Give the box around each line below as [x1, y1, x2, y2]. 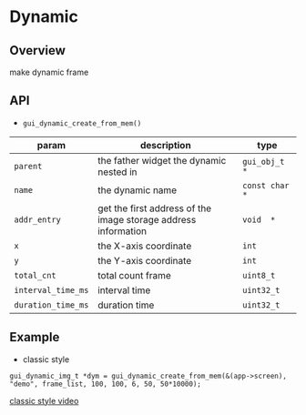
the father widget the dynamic [97, 154, 227, 167]
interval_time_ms [14, 285, 89, 295]
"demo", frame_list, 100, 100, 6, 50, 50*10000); [9, 380, 202, 389]
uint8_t [242, 270, 276, 280]
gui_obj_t [242, 157, 285, 167]
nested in [97, 166, 138, 178]
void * [242, 214, 276, 225]
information [97, 225, 148, 238]
